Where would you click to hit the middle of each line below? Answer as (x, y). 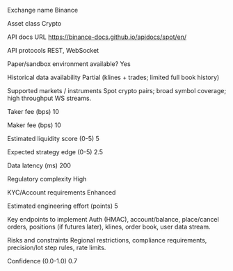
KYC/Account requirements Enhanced (62, 192)
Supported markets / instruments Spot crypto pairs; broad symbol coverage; (117, 91)
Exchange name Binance (43, 10)
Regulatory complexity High (47, 179)
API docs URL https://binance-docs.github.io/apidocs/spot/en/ (97, 37)
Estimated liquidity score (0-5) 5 (53, 139)
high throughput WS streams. (49, 98)
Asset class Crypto (34, 23)
